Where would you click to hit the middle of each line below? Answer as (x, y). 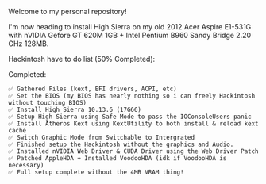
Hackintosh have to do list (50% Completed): (82, 59)
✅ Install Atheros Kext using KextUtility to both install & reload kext (134, 124)
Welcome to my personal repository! (67, 11)
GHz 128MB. (29, 44)
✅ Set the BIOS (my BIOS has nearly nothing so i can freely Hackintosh (132, 96)
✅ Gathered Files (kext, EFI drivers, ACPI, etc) (93, 89)
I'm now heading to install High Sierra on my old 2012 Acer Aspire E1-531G (130, 27)
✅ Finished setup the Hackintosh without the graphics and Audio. (121, 144)
